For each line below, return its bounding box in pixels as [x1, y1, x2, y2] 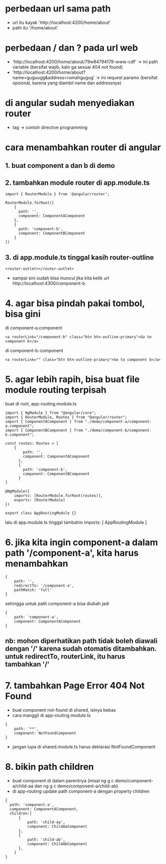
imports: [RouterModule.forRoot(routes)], [14, 493, 103, 498]
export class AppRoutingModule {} [5, 510, 77, 515]
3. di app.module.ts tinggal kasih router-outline [5, 253, 154, 261]
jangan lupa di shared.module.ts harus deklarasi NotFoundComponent [12, 744, 156, 750]
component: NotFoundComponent [14, 731, 77, 736]
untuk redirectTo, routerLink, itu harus [5, 652, 125, 661]
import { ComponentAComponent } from [5, 419, 83, 424]
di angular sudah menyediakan [5, 98, 135, 109]
